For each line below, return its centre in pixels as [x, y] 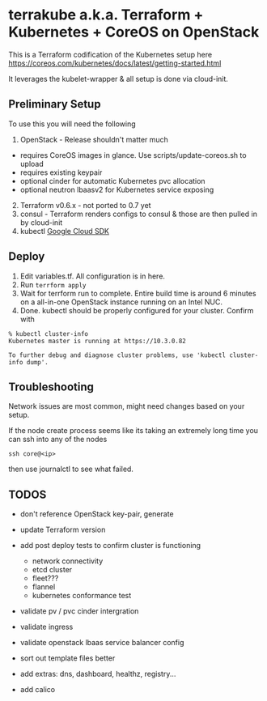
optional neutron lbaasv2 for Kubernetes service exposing [117, 189]
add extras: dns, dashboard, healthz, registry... [98, 674]
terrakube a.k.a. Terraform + [106, 15]
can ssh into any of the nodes [58, 440]
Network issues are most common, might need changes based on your [127, 406]
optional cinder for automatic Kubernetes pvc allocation [112, 181]
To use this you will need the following [72, 124]
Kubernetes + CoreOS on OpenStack [134, 32]
